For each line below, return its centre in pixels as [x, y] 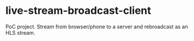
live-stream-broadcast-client [79, 11]
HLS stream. [21, 32]
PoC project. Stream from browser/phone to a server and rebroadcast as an [97, 27]
